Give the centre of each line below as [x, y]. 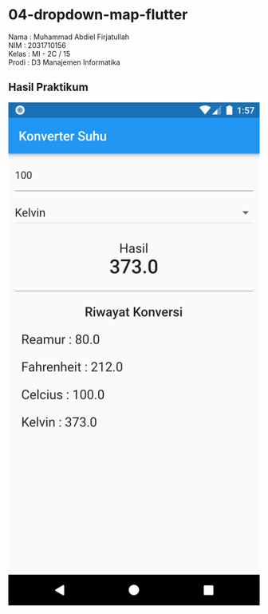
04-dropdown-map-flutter [98, 15]
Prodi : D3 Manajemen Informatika [65, 62]
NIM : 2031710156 [37, 45]
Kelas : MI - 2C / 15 [39, 53]
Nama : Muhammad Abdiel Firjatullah [69, 37]
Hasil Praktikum [49, 87]
